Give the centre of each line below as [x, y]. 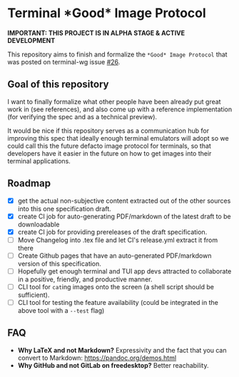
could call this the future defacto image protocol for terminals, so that [110, 146]
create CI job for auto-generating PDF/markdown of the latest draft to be [124, 216]
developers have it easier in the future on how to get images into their [110, 153]
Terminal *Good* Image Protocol [107, 13]
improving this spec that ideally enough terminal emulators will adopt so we [118, 138]
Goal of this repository [58, 85]
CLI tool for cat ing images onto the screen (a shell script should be [116, 286]
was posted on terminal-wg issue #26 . [64, 61]
